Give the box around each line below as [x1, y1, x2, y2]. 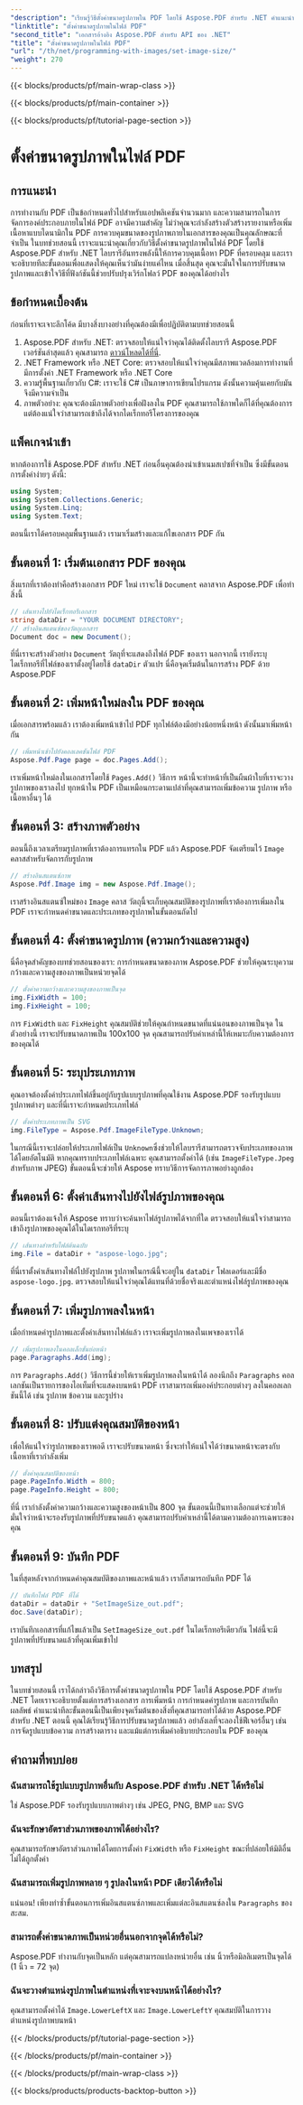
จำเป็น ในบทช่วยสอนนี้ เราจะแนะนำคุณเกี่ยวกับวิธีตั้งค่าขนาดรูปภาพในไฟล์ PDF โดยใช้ [10, 238, 264, 248]
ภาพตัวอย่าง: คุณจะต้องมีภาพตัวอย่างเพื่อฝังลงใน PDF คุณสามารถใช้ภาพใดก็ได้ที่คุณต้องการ [23, 397, 293, 408]
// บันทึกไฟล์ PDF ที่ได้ [10, 1590, 79, 1599]
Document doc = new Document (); [10, 632, 132, 641]
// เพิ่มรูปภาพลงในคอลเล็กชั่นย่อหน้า [10, 1345, 106, 1354]
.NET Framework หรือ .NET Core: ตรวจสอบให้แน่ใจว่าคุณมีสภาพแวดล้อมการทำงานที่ [23, 357, 293, 368]
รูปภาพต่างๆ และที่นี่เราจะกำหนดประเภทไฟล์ [10, 1099, 139, 1110]
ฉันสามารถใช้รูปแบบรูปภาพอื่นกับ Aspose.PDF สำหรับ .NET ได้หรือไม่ [10, 1779, 264, 1792]
